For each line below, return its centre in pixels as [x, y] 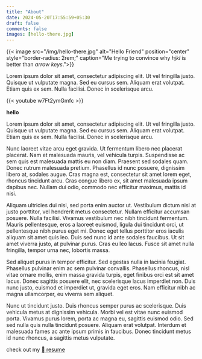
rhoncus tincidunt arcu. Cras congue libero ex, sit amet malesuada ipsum [97, 181]
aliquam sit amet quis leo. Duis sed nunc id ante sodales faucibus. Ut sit [95, 238]
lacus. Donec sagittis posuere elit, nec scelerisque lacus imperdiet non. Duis [101, 281]
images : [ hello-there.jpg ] [40, 34]
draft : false [23, 23]
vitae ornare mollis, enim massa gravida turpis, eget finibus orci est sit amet [100, 275]
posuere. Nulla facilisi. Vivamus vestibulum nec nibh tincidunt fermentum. [97, 218]
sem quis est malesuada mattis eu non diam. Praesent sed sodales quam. [97, 161]
